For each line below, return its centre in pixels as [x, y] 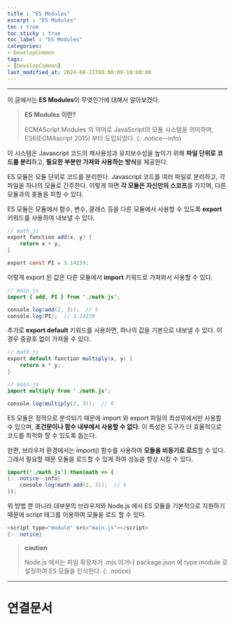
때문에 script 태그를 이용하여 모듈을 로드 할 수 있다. [77, 514]
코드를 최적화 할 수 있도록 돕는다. [52, 435]
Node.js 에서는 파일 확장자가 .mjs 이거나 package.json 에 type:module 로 [126, 562]
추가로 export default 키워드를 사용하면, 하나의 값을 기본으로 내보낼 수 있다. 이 [115, 330]
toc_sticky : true [34, 33]
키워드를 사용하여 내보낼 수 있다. [51, 217]
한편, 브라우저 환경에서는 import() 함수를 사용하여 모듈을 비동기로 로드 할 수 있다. [116, 450]
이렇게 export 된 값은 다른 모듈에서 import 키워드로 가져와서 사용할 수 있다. [110, 277]
